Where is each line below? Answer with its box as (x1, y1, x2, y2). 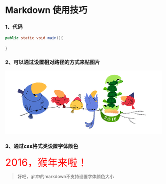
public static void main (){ (5, 36, 64, 41)
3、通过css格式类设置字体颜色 (5, 142, 79, 149)
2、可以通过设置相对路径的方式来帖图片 (5, 59, 100, 66)
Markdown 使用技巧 (5, 4, 88, 16)
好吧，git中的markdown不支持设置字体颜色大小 (17, 173, 114, 179)
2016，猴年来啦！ (5, 156, 88, 169)
